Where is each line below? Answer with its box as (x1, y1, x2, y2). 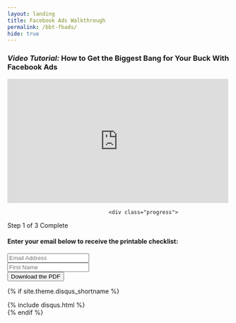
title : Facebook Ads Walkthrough (7, 17, 106, 24)
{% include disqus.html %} (7, 300, 85, 309)
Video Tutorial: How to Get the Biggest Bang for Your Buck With (7, 54, 230, 64)
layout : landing (7, 10, 55, 18)
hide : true (7, 30, 40, 37)
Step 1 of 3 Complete (7, 221, 69, 230)
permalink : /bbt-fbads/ (7, 23, 78, 30)
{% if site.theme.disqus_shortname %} (7, 287, 120, 295)
